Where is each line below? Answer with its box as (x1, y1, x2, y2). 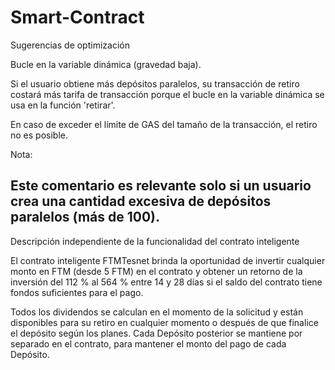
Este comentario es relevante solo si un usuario (10, 177, 312, 195)
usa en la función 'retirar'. (10, 99, 116, 111)
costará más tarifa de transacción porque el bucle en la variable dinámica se (10, 88, 325, 100)
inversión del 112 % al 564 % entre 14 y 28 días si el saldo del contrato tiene (10, 276, 323, 288)
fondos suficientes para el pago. (10, 286, 144, 298)
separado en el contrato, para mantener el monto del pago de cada (10, 337, 287, 350)
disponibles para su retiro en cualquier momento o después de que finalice (10, 316, 319, 328)
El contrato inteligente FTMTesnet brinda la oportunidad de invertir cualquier (10, 254, 326, 266)
